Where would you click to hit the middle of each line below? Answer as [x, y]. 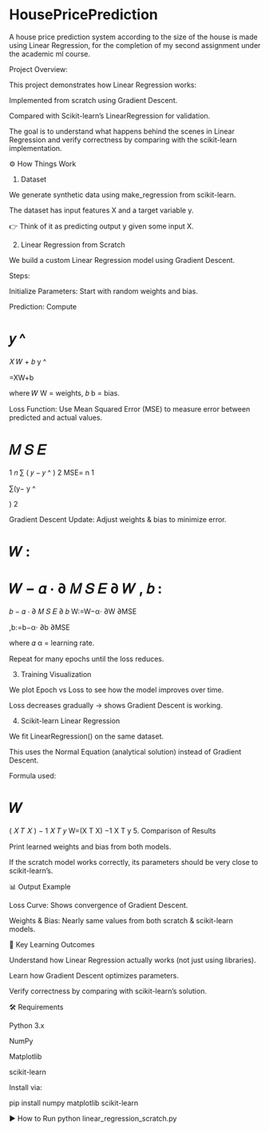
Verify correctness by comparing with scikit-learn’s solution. [108, 991]
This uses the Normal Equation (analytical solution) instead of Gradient [125, 751]
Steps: [20, 275]
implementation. [36, 148]
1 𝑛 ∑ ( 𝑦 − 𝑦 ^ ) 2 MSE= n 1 [52, 472]
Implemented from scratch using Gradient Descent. [93, 100]
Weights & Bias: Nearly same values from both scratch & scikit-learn [121, 920]
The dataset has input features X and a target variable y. [101, 210]
